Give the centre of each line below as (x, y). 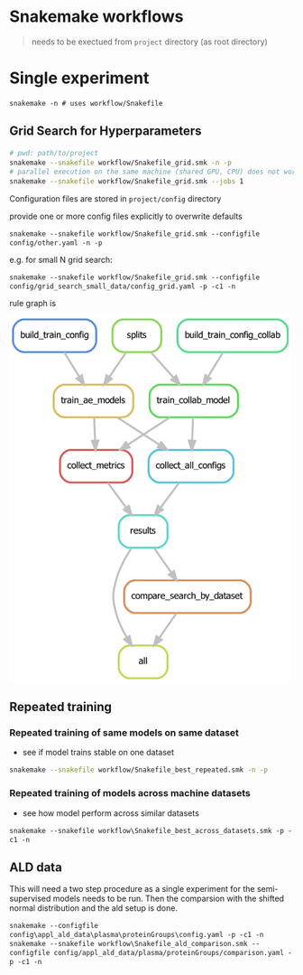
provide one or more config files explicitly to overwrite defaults (126, 216)
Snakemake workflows (96, 17)
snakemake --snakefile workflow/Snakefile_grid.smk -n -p (120, 163)
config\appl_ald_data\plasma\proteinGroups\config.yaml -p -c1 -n (137, 935)
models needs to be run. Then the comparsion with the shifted (169, 899)
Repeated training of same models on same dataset (124, 732)
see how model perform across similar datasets (111, 813)
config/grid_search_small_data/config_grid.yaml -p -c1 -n (123, 286)
